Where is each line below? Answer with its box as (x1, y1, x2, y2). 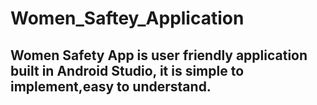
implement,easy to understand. (10, 78, 212, 95)
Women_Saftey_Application (10, 7, 245, 30)
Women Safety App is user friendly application (10, 47, 308, 64)
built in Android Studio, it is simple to (10, 62, 245, 79)
